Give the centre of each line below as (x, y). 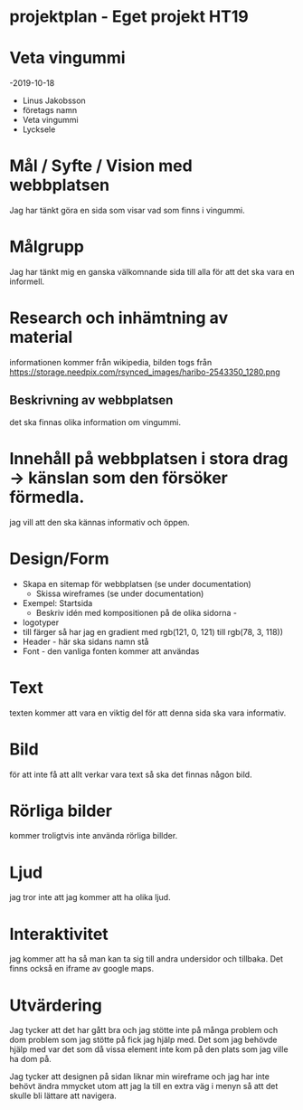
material (41, 337)
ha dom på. (30, 1059)
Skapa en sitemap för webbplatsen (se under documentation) (137, 583)
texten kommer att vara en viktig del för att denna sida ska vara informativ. (148, 713)
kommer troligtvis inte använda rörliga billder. (94, 836)
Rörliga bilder (61, 811)
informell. (27, 281)
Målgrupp (47, 247)
